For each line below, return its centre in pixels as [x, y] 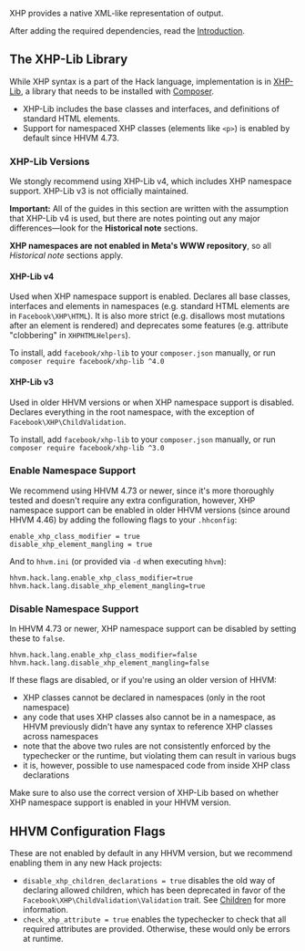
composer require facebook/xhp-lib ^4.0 [87, 362]
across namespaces [60, 737]
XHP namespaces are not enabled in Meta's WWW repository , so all [140, 246]
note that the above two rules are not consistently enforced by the [147, 746]
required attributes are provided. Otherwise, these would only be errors [156, 928]
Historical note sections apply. [66, 255]
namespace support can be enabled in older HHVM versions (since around [150, 510]
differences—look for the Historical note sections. [104, 228]
